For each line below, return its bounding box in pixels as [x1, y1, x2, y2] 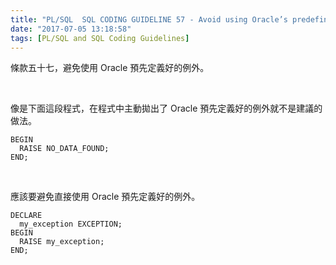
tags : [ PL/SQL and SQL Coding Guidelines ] [10, 33, 190, 43]
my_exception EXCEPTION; [19, 219, 123, 230]
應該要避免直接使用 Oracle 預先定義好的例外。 [10, 191, 201, 203]
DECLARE [10, 211, 43, 221]
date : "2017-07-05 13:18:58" [10, 24, 132, 34]
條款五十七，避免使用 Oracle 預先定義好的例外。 [10, 62, 210, 74]
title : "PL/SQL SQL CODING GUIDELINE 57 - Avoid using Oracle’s [10, 14, 288, 25]
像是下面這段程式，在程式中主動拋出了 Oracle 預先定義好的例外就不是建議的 [10, 102, 323, 115]
